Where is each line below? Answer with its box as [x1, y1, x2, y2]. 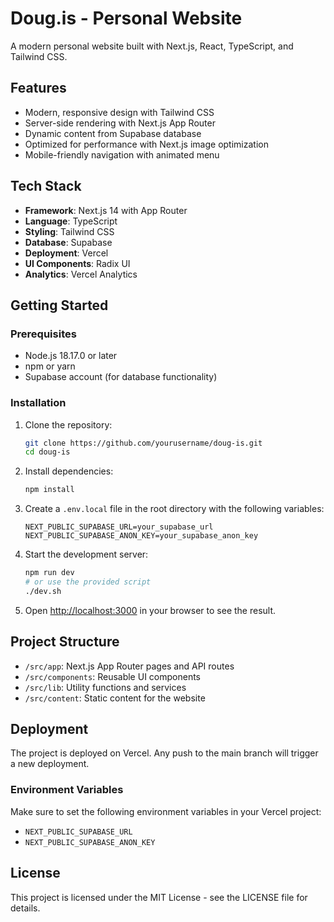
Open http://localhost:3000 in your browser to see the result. [24, 604, 277, 616]
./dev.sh [24, 586, 62, 596]
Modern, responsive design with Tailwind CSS [24, 106, 215, 118]
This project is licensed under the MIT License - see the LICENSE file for [10, 891, 308, 903]
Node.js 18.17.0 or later [24, 350, 118, 362]
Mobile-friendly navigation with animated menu [24, 148, 220, 161]
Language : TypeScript [24, 215, 118, 227]
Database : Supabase [24, 236, 113, 248]
